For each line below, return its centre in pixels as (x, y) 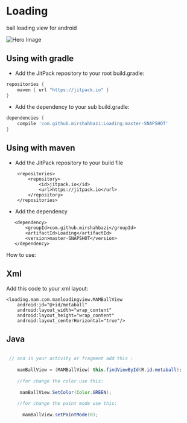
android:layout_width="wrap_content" (65, 310)
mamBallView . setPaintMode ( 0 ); (60, 415)
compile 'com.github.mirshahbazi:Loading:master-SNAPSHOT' (93, 124)
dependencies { (25, 118)
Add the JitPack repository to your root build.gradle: (80, 73)
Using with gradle (40, 59)
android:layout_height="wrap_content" (66, 315)
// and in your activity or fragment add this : (71, 359)
